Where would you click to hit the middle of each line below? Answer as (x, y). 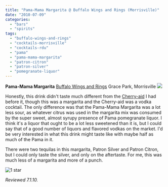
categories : (18, 19)
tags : (11, 34)
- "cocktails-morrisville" (38, 43)
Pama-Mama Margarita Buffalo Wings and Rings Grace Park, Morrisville (80, 86)
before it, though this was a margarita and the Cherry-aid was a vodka (78, 102)
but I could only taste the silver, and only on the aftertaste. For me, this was (83, 155)
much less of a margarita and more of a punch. (54, 160)
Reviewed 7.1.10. (22, 180)
